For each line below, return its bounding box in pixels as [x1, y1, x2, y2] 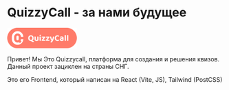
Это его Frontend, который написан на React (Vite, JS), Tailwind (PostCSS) [7, 75, 223, 83]
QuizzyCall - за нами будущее [7, 5, 187, 20]
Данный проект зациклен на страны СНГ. [7, 62, 129, 70]
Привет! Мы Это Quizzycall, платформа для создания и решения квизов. [7, 55, 220, 63]
